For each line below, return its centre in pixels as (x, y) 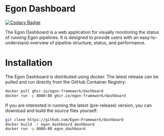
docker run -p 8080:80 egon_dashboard (45, 129)
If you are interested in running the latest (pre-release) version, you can (79, 105)
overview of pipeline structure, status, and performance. (88, 42)
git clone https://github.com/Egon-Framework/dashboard (64, 120)
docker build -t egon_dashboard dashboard (50, 124)
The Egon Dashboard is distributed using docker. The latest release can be (82, 76)
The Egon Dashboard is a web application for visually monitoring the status (82, 32)
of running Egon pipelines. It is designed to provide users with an (72, 37)
